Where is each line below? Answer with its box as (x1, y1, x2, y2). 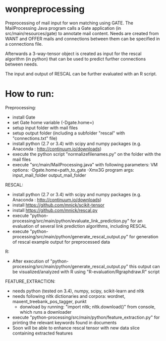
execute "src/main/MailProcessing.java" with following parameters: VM (12, 161, 158, 167)
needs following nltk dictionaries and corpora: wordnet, (12, 293, 125, 299)
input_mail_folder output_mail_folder (12, 172, 86, 178)
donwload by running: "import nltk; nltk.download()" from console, (19, 304, 156, 310)
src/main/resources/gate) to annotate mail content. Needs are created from (5, 30, 159, 36)
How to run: (5, 88, 55, 100)
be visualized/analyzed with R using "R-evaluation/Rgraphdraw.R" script (12, 269, 160, 274)
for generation (129, 233, 159, 239)
